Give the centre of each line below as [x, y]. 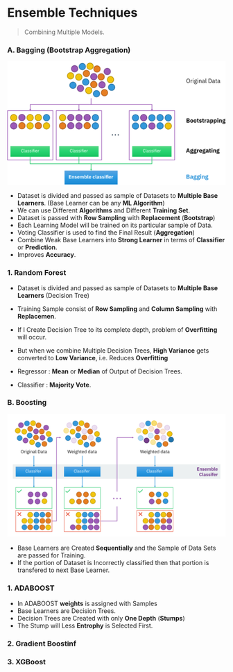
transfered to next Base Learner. [63, 570]
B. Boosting [27, 403]
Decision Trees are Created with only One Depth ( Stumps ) [101, 618]
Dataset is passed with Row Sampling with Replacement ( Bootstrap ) [116, 218]
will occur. [32, 337]
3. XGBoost [27, 662]
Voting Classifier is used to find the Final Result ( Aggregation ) [106, 233]
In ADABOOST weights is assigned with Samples [87, 603]
